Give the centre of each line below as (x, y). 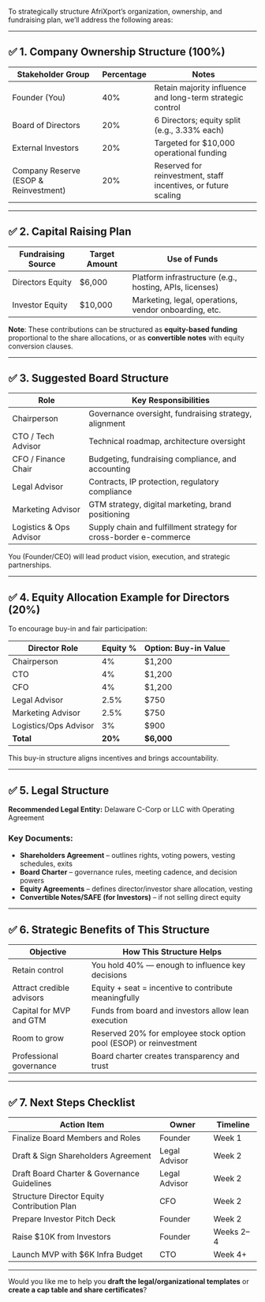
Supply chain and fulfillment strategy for (163, 527)
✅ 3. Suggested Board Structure (89, 378)
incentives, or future (191, 185)
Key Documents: (41, 838)
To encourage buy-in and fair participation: (78, 629)
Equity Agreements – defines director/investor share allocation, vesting (136, 889)
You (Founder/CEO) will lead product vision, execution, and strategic (119, 557)
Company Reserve (47, 171)
